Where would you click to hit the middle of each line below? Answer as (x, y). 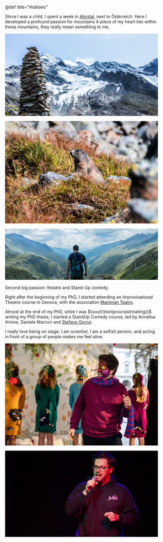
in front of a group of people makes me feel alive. (54, 336)
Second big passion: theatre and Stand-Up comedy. (57, 288)
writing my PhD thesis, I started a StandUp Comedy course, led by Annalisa (80, 317)
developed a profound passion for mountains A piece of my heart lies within (81, 22)
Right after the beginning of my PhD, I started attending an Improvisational (79, 297)
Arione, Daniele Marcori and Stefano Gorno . (49, 322)
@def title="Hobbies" (26, 7)
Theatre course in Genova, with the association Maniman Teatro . (70, 302)
